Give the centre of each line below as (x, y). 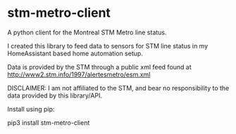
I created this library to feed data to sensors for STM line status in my (108, 46)
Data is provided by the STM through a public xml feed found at (99, 67)
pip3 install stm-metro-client (49, 122)
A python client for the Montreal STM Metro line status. (87, 32)
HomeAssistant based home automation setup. (75, 53)
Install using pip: (31, 109)
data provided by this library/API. (55, 95)
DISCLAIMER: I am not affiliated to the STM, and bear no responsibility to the (118, 88)
